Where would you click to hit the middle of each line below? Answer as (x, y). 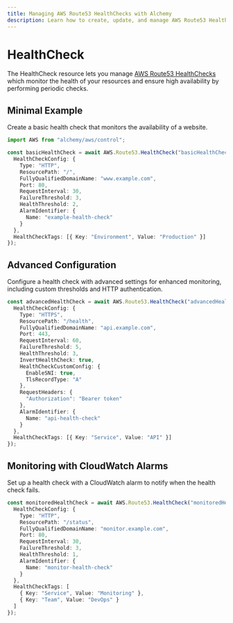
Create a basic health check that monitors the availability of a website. (107, 127)
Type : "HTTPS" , (42, 315)
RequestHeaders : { (46, 393)
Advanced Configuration (62, 265)
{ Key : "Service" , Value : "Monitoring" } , (82, 593)
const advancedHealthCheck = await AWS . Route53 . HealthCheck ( (97, 302)
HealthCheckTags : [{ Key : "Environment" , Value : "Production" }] (110, 237)
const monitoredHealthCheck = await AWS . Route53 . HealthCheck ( (99, 503)
